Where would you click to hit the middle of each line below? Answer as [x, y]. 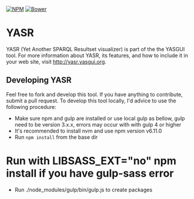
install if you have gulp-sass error [90, 173]
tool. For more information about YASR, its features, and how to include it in [97, 55]
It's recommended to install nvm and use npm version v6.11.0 [88, 131]
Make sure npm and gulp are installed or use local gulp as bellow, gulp [100, 118]
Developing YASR [39, 80]
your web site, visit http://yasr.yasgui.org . [56, 61]
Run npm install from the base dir [56, 137]
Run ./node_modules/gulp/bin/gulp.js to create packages [83, 190]
